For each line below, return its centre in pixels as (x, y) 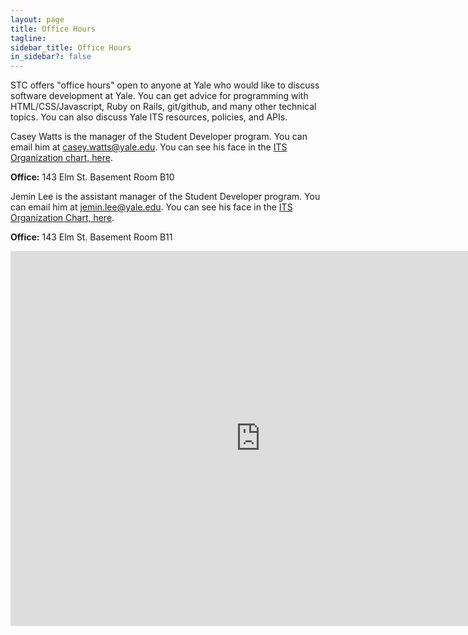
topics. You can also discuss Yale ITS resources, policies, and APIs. (149, 117)
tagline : (28, 38)
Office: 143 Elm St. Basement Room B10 (92, 177)
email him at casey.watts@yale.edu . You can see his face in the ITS (149, 147)
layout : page (37, 19)
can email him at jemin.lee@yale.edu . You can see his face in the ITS (151, 207)
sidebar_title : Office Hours (71, 47)
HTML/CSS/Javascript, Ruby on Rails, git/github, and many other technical (163, 107)
